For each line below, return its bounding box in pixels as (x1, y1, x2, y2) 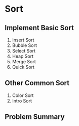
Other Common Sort (5, 79, 69, 87)
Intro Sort (12, 97, 32, 104)
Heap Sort (12, 53, 34, 59)
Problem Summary (5, 113, 65, 121)
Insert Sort (12, 37, 34, 43)
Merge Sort (12, 59, 36, 64)
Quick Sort (12, 64, 35, 70)
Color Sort (12, 92, 34, 98)
